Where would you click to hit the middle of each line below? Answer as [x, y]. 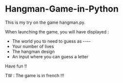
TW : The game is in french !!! [35, 75]
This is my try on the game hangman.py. [45, 22]
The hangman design [33, 51]
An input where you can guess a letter [50, 56]
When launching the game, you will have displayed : [57, 32]
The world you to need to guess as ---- [51, 41]
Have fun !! [16, 66]
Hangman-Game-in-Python [62, 9]
